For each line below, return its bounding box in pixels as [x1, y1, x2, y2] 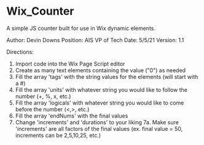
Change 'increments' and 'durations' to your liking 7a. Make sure [15, 118, 179, 126]
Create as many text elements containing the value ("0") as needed [15, 66, 186, 74]
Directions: [6, 48, 34, 56]
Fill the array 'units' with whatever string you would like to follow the [15, 86, 187, 93]
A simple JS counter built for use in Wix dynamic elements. [6, 24, 155, 32]
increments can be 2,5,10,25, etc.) [15, 132, 101, 139]
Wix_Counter [6, 4, 74, 18]
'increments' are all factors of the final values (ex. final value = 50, [15, 125, 183, 132]
